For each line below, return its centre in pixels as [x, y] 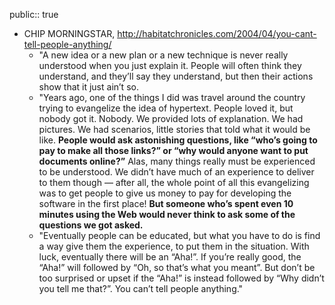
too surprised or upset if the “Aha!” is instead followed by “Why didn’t [181, 278]
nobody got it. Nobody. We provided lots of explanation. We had [171, 118]
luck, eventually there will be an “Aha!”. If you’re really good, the [170, 257]
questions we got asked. [91, 225]
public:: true [34, 14]
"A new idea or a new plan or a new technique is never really [163, 55]
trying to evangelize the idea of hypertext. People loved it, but [166, 108]
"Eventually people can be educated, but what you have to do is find [179, 235]
